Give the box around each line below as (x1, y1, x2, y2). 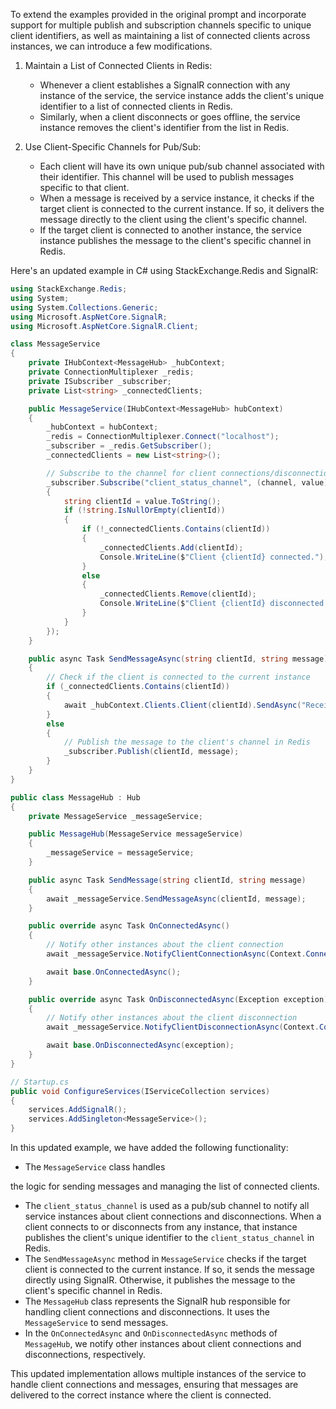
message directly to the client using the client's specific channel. (39, 214, 308, 225)
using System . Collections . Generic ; (10, 302, 159, 313)
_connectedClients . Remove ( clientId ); (99, 589, 257, 599)
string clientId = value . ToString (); (63, 496, 222, 506)
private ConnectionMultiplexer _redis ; (28, 367, 195, 377)
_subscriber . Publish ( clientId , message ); (63, 747, 240, 757)
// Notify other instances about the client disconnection (46, 1013, 298, 1023)
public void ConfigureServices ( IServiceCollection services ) (10, 1086, 271, 1096)
